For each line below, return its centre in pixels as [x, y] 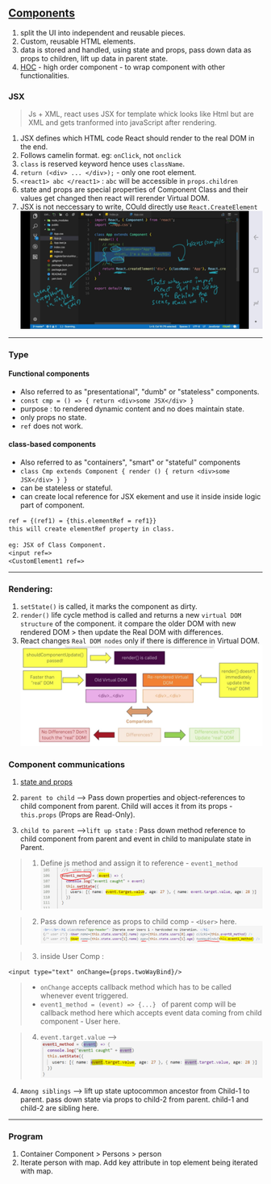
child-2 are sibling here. [59, 1107]
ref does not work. [51, 426]
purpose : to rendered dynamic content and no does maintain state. [132, 409]
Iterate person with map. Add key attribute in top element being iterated [139, 1163]
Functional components [49, 373]
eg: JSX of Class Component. [57, 545]
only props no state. [53, 417]
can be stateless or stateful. [66, 488]
